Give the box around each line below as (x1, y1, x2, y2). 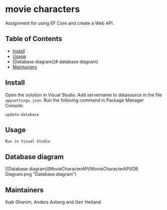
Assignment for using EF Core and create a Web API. (5, 20, 114, 26)
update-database (5, 112, 39, 117)
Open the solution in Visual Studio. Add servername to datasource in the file (5, 92, 162, 98)
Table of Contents (5, 35, 63, 43)
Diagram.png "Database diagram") (5, 171, 77, 177)
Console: (5, 102, 24, 108)
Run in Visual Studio (5, 139, 51, 144)
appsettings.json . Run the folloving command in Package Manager (5, 97, 144, 103)
